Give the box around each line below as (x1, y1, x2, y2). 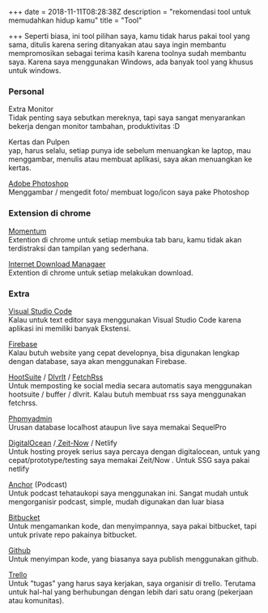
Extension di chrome (8, 208, 91, 219)
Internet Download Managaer (8, 259, 106, 268)
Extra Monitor (8, 105, 54, 114)
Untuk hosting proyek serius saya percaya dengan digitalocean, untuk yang (8, 446, 261, 457)
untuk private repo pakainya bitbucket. (8, 529, 138, 539)
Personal (8, 85, 45, 96)
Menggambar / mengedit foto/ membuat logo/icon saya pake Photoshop (8, 187, 249, 197)
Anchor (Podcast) (8, 479, 67, 489)
